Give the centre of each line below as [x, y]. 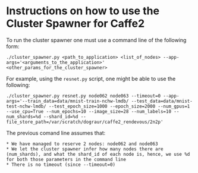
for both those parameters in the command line [66, 159]
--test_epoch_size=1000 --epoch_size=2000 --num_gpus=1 [119, 106]
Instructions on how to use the [83, 11]
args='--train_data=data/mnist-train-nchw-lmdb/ [67, 101]
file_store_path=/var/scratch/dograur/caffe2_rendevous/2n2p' [85, 122]
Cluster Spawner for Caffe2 [76, 23]
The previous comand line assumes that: [56, 133]
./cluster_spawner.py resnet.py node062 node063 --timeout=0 [84, 96]
